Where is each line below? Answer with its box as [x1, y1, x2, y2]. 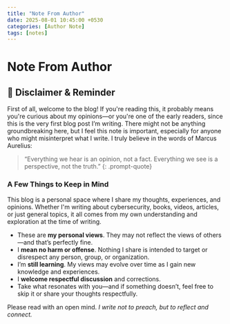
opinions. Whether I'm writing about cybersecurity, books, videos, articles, [7, 202, 220, 211]
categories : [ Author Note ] [7, 23, 85, 30]
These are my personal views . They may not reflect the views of [17, 231, 202, 239]
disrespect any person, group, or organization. [17, 253, 150, 261]
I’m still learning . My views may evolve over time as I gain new [17, 260, 196, 268]
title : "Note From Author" [7, 10, 85, 17]
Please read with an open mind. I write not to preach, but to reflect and [7, 303, 209, 311]
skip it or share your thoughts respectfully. [17, 289, 138, 298]
